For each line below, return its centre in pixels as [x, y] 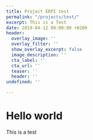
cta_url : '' [26, 66]
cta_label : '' [28, 60]
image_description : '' [39, 55]
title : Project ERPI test [37, 11]
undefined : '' [23, 82]
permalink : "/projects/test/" [43, 17]
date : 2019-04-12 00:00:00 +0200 [47, 28]
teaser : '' [25, 71]
